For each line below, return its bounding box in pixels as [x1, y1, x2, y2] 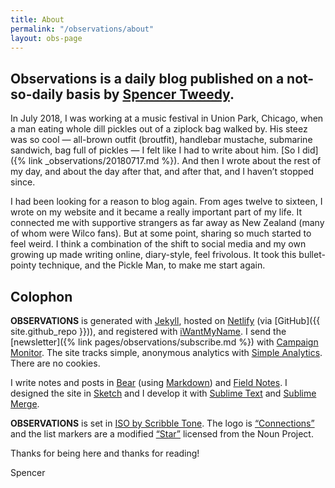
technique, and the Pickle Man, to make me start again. [38, 259, 266, 271]
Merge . [10, 398, 40, 410]
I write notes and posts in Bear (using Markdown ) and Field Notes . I [10, 377, 288, 388]
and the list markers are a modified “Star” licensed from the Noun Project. [10, 428, 314, 440]
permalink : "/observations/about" [10, 24, 155, 34]
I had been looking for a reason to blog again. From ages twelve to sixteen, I [10, 196, 323, 208]
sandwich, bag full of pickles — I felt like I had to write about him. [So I [10, 144, 301, 156]
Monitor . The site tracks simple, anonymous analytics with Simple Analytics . [10, 347, 323, 358]
